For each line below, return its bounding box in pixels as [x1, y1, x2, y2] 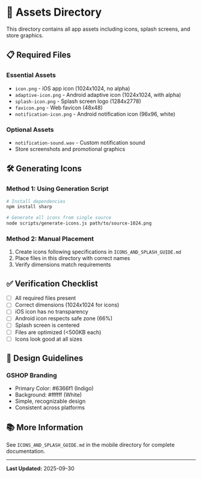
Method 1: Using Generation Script [6, 185, 109, 193]
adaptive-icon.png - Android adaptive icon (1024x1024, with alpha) [14, 91, 182, 98]
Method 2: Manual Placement [6, 235, 94, 243]
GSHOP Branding [6, 371, 57, 379]
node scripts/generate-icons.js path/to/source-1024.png [6, 220, 152, 226]
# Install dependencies [6, 198, 66, 204]
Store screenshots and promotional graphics [14, 145, 126, 152]
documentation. [6, 448, 46, 455]
